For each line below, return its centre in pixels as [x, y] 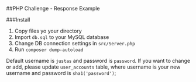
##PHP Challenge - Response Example [53, 8]
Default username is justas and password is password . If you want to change [98, 61]
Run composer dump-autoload [49, 49]
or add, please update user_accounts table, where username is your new [93, 67]
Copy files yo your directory [48, 31]
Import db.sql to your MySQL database [62, 37]
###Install [18, 19]
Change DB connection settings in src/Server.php [75, 43]
